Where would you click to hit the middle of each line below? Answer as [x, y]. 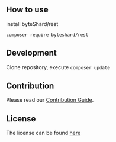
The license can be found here [43, 133]
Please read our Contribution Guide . [50, 100]
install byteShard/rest [32, 24]
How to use [27, 10]
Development [32, 53]
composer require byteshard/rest [47, 35]
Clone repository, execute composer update [58, 67]
